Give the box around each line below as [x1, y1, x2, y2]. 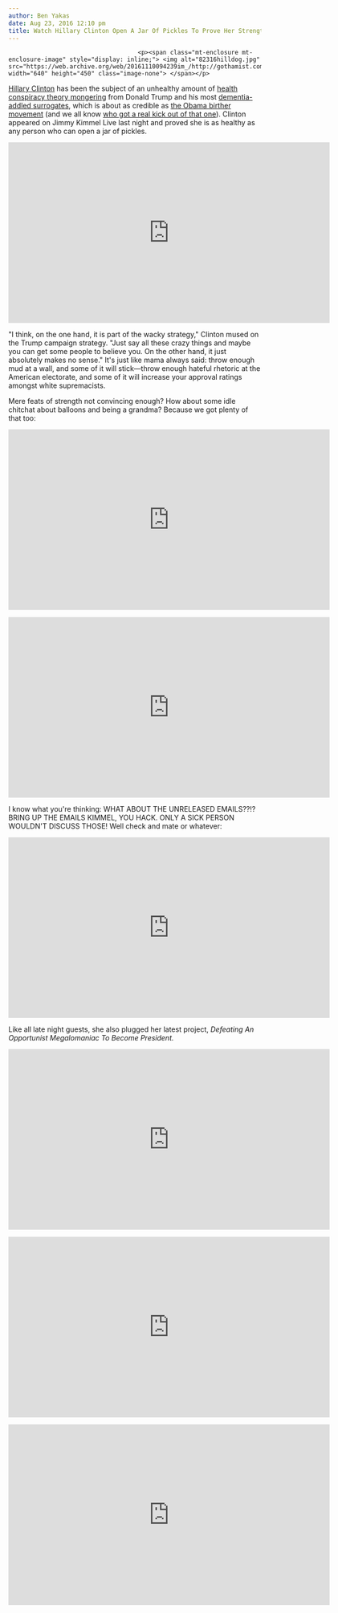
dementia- [218, 92, 253, 102]
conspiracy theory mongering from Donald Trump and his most [8, 92, 217, 102]
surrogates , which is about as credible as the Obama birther [33, 101, 231, 111]
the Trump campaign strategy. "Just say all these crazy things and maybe [8, 338, 251, 348]
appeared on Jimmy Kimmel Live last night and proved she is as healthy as [8, 118, 255, 128]
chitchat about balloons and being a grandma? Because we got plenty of [8, 405, 249, 414]
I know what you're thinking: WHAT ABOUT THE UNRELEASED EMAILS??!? [8, 804, 256, 814]
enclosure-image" [8, 55, 67, 64]
